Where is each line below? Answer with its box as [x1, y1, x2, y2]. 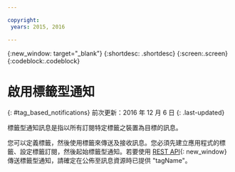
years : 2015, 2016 [10, 23, 66, 31]
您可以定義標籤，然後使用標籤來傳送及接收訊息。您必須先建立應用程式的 [7, 139, 219, 147]
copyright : [7, 16, 40, 23]
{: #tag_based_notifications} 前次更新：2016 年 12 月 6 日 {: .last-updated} [7, 108, 225, 117]
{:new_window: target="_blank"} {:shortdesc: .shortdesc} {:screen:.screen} [7, 49, 229, 58]
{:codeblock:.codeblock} [7, 56, 80, 65]
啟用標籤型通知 [7, 83, 95, 100]
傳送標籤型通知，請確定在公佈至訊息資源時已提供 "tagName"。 [7, 156, 192, 165]
